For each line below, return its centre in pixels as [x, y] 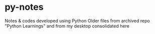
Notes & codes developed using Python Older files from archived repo [77, 21]
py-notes [24, 7]
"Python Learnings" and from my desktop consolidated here [67, 26]
